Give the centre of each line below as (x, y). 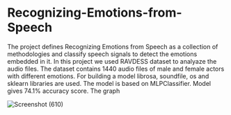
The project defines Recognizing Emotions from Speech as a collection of (113, 46)
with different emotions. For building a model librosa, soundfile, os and (108, 76)
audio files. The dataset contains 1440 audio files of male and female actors (116, 69)
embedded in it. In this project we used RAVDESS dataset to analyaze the (112, 61)
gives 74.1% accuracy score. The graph (64, 91)
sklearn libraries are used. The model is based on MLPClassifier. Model (109, 83)
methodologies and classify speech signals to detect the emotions (102, 54)
